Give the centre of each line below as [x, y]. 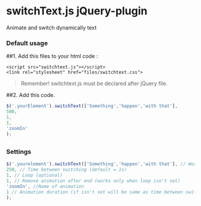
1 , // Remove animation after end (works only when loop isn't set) [93, 181]
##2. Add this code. [31, 95]
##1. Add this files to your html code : [52, 56]
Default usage [27, 43]
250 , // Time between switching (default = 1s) [67, 170]
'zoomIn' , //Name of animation [45, 186]
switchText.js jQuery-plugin [77, 11]
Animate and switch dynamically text [51, 28]
